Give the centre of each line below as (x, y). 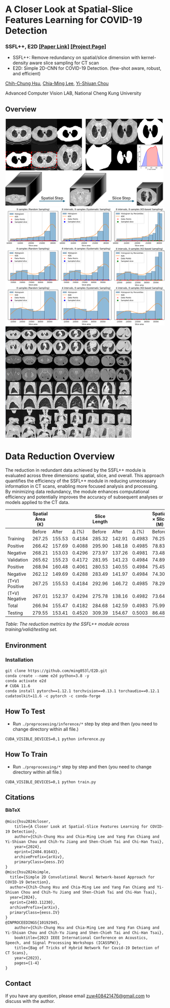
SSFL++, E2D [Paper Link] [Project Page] (56, 47)
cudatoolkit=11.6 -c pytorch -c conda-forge (53, 696)
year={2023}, (28, 958)
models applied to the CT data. (37, 502)
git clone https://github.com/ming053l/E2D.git (56, 671)
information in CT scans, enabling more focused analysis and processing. (82, 486)
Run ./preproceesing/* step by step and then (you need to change (82, 766)
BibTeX (13, 810)
